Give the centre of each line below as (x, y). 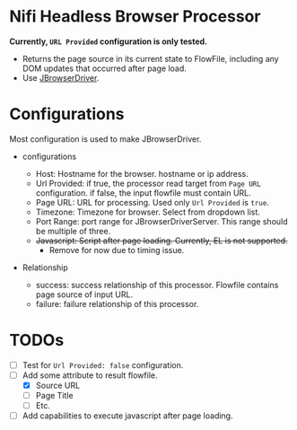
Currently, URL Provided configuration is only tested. (109, 41)
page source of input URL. (84, 294)
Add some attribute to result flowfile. (90, 375)
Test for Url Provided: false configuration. (103, 364)
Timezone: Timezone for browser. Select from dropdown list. (148, 212)
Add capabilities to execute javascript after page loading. (127, 416)
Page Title (54, 395)
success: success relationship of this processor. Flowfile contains (157, 285)
